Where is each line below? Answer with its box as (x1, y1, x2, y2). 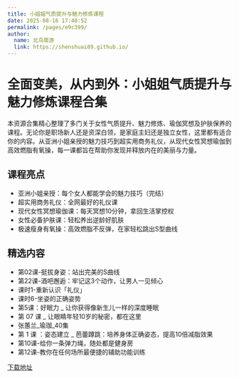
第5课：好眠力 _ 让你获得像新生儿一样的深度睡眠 (17, 303, 159, 312)
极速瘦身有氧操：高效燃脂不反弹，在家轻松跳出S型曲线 (17, 224, 178, 233)
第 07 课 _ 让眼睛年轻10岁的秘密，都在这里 (17, 312, 142, 320)
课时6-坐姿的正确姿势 (17, 294, 81, 303)
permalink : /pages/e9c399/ (7, 23, 87, 31)
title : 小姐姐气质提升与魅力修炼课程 (7, 10, 105, 18)
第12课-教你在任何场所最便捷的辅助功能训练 (17, 347, 146, 356)
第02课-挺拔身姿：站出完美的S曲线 (17, 268, 120, 276)
